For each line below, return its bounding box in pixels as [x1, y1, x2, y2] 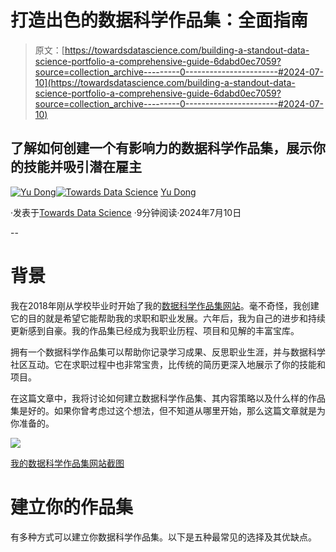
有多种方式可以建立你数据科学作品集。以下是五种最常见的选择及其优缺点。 [10, 531, 317, 543]
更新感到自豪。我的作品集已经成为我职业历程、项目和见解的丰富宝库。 [10, 324, 300, 336]
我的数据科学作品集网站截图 [10, 457, 125, 469]
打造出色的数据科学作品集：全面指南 [10, 9, 309, 32]
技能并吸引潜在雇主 [23, 159, 142, 176]
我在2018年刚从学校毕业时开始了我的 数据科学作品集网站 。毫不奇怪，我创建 [10, 299, 320, 311]
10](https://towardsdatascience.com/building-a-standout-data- [34, 76, 296, 88]
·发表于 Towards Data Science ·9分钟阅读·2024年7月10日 [10, 206, 242, 218]
